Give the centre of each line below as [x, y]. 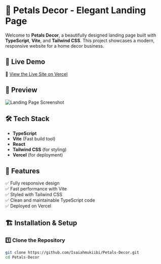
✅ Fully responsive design [32, 183]
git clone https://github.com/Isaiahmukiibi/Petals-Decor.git [72, 252]
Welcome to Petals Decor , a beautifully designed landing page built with [81, 35]
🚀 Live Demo [25, 62]
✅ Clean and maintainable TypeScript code [50, 200]
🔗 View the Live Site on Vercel [36, 74]
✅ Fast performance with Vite [36, 189]
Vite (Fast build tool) [34, 139]
